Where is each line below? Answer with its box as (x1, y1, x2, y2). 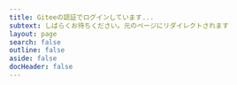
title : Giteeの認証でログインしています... (9, 12, 155, 22)
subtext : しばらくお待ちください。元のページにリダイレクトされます (9, 21, 230, 30)
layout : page (9, 29, 57, 38)
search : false (9, 37, 62, 47)
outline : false (9, 46, 65, 55)
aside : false (9, 54, 57, 63)
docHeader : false (9, 63, 73, 72)
